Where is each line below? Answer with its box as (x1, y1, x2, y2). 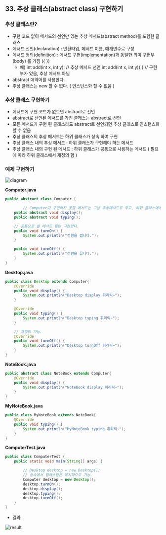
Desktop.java (5, 269, 33, 275)
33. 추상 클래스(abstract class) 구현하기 (5, 4, 124, 13)
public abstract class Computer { (5, 197, 77, 202)
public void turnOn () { (14, 228, 63, 233)
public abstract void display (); (14, 210, 83, 215)
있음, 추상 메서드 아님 (29, 70, 70, 76)
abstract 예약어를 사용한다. (12, 76, 65, 82)
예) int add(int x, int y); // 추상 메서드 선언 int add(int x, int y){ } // (19, 64, 148, 70)
